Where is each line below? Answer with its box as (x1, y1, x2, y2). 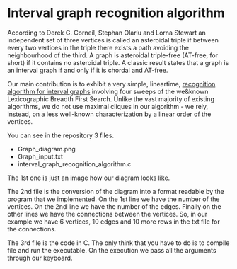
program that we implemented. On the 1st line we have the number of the (7, 195, 220, 203)
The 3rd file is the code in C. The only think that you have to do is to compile (7, 239, 230, 247)
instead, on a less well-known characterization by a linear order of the (7, 110, 212, 118)
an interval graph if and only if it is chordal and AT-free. (7, 66, 168, 74)
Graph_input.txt (17, 152, 64, 161)
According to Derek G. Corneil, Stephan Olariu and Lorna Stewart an (7, 28, 207, 37)
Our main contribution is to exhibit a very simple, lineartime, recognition (7, 79, 216, 88)
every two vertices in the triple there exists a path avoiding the (7, 43, 190, 52)
